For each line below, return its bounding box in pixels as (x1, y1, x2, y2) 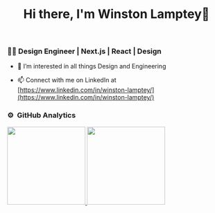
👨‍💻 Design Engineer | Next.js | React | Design (7, 46, 162, 56)
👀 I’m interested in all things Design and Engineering (17, 62, 166, 71)
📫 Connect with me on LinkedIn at (17, 76, 117, 84)
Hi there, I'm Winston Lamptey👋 (23, 6, 210, 22)
